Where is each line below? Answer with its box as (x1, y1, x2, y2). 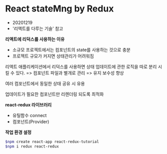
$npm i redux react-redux (5, 143, 59, 149)
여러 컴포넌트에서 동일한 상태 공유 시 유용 (5, 80, 85, 86)
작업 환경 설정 (5, 129, 31, 135)
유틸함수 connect (12, 112, 47, 118)
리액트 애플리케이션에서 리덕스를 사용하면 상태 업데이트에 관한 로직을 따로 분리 (5, 63, 157, 69)
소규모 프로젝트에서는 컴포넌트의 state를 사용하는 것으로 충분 (12, 46, 131, 52)
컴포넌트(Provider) (12, 118, 49, 124)
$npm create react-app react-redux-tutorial (5, 139, 99, 144)
